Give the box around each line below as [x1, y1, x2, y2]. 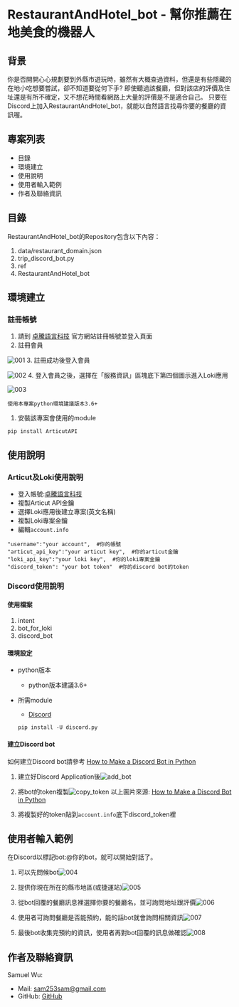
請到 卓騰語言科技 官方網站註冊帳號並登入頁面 [17, 332, 153, 341]
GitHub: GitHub [17, 992, 63, 1001]
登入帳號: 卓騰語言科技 [17, 490, 83, 498]
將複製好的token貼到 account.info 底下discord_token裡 [17, 810, 176, 819]
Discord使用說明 [7, 581, 65, 591]
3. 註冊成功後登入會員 [26, 356, 90, 365]
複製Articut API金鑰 [17, 499, 75, 507]
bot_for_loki [17, 624, 52, 633]
